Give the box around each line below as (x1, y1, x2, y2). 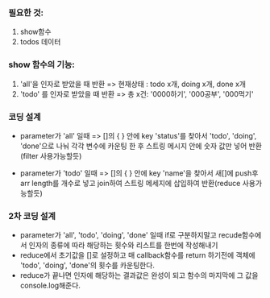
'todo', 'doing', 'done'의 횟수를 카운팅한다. (19, 260, 156, 271)
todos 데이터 (19, 37, 61, 47)
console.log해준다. (19, 280, 81, 291)
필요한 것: (8, 6, 44, 18)
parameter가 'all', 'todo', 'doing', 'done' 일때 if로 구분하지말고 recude (19, 230, 243, 240)
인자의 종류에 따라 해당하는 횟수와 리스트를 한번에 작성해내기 (28, 240, 218, 250)
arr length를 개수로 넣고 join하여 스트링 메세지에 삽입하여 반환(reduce (19, 178, 241, 188)
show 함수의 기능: (8, 59, 75, 70)
